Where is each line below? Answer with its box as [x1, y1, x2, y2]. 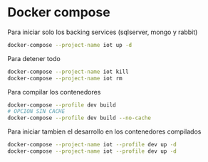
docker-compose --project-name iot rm [7, 75, 123, 82]
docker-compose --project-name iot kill [7, 68, 130, 75]
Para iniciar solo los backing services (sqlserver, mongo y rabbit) [7, 28, 198, 36]
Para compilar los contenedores [7, 87, 101, 96]
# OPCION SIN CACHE [7, 108, 66, 115]
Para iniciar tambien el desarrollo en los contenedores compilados [7, 127, 202, 136]
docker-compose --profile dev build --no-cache [7, 114, 152, 121]
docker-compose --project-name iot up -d [7, 41, 132, 48]
